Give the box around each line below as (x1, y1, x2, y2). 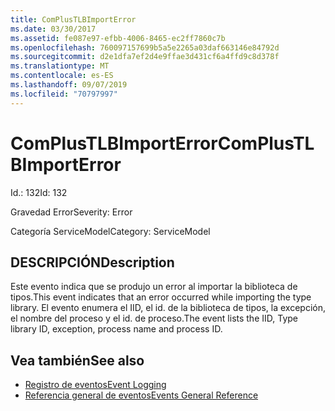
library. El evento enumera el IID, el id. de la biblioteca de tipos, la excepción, (10, 302, 327, 314)
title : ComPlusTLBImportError (10, 14, 137, 25)
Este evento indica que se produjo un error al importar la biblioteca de (10, 281, 298, 293)
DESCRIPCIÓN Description (10, 254, 175, 271)
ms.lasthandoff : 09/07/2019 (10, 80, 128, 90)
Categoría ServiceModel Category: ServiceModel (10, 225, 211, 237)
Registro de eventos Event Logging (24, 379, 167, 391)
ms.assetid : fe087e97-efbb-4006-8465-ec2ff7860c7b (10, 33, 226, 43)
